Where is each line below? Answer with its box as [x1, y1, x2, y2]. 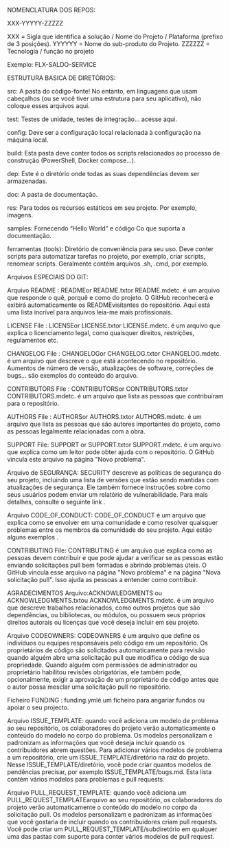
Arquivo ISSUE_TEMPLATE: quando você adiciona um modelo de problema [7, 717, 219, 725]
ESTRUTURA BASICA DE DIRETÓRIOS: [7, 74, 116, 82]
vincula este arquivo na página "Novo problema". [7, 455, 146, 463]
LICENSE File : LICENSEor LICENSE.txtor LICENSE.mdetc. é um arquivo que [7, 321, 221, 330]
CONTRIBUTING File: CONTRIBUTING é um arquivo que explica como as [7, 546, 213, 555]
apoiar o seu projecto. [7, 703, 69, 711]
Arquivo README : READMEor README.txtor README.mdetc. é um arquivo [7, 286, 220, 294]
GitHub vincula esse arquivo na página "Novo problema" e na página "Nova [7, 568, 221, 577]
